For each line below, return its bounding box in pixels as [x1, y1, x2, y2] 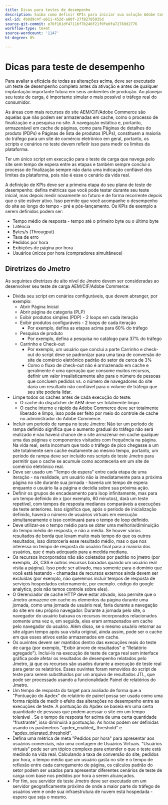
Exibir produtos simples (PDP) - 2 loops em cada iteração [19, 314, 138, 320]
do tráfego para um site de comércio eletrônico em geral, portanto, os [5, 135, 149, 141]
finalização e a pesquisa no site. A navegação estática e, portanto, [5, 119, 142, 125]
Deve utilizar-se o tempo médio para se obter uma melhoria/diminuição [12, 522, 159, 528]
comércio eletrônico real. [12, 463, 64, 469]
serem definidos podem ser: [5, 208, 63, 214]
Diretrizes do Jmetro [5, 264, 70, 273]
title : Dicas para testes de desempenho [5, 7, 91, 13]
